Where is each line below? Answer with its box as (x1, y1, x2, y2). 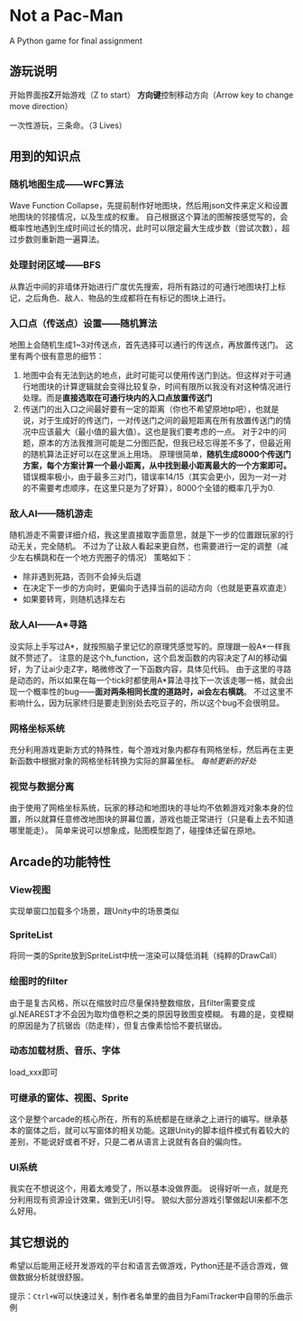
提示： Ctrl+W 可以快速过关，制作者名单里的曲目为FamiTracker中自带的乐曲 (9, 1291, 286, 1302)
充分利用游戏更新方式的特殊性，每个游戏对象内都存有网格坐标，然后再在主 (9, 744, 286, 754)
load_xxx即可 (9, 1067, 59, 1077)
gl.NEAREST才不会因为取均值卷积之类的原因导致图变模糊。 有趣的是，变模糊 (9, 1008, 294, 1020)
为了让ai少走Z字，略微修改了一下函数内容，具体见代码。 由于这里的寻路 (24, 663, 291, 674)
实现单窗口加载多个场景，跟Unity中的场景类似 (9, 905, 179, 916)
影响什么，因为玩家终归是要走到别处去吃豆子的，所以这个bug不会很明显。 (9, 697, 285, 708)
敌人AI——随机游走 (9, 507, 93, 520)
